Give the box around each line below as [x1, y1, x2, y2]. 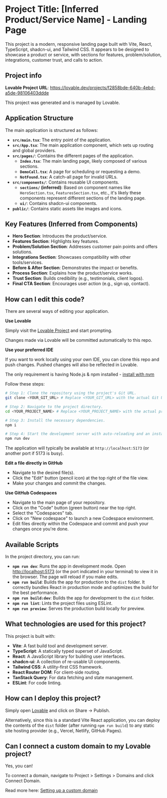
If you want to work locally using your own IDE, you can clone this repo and [5, 357, 160, 363]
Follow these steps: [5, 381, 45, 387]
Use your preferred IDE [5, 347, 54, 353]
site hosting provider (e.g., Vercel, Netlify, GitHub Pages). [5, 727, 123, 733]
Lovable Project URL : [5, 85, 49, 91]
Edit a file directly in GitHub [5, 460, 63, 466]
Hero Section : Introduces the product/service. [12, 233, 108, 239]
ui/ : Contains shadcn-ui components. [19, 200, 98, 206]
